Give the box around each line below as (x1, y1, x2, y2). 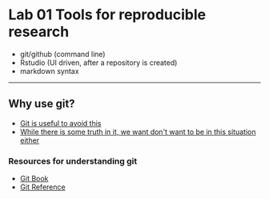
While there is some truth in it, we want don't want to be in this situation (19, 127, 256, 136)
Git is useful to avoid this (19, 118, 102, 128)
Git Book (19, 174, 49, 184)
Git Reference (19, 182, 66, 192)
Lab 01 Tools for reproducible (8, 6, 207, 24)
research (8, 22, 70, 41)
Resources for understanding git (8, 155, 138, 166)
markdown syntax (19, 66, 79, 75)
